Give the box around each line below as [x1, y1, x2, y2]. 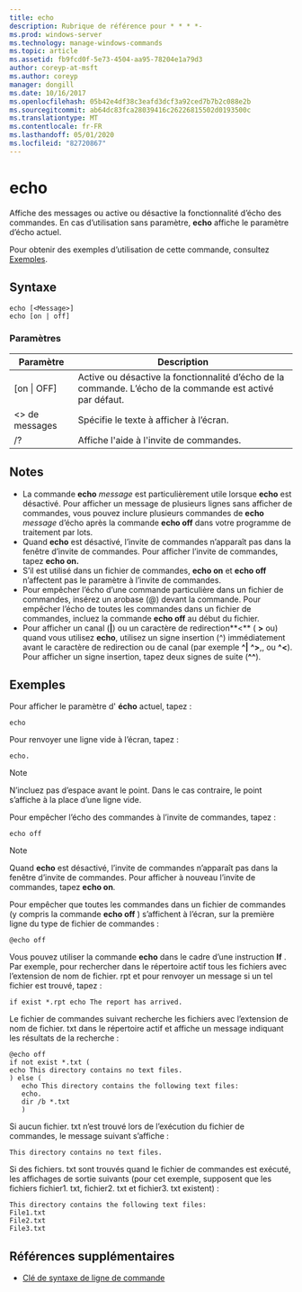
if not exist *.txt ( [9, 1058, 91, 1068]
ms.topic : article [9, 47, 78, 56]
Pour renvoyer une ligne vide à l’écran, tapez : [9, 734, 180, 745]
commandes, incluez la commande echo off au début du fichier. [22, 613, 260, 623]
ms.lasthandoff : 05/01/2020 [9, 131, 115, 140]
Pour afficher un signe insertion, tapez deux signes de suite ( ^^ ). [22, 651, 262, 662]
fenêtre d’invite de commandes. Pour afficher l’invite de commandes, [22, 546, 279, 557]
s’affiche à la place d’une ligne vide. [9, 795, 142, 805]
